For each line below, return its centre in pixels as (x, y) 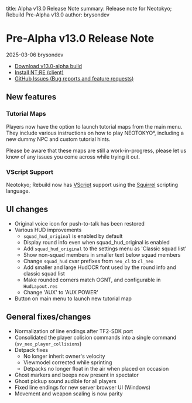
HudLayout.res (40, 286)
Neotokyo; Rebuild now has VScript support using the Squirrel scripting (92, 184)
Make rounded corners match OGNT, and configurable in (92, 280)
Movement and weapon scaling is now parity (68, 394)
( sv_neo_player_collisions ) (48, 344)
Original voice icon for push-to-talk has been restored (80, 223)
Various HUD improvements (48, 230)
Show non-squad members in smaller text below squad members (102, 254)
